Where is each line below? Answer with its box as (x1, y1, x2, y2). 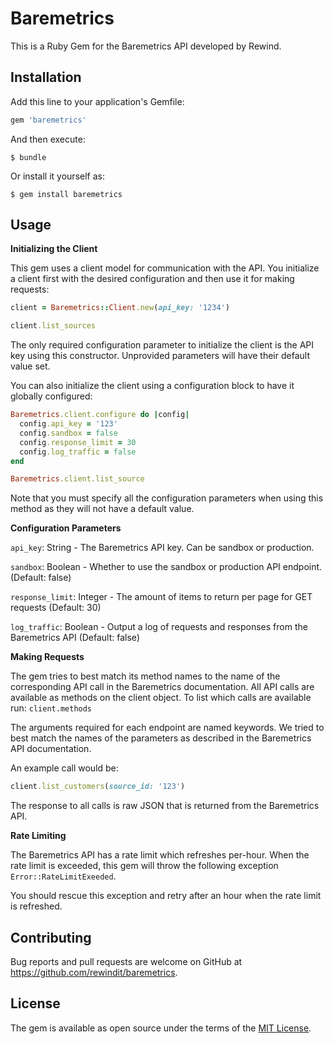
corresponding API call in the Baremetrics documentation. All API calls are (10, 681, 315, 693)
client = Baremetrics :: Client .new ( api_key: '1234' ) (10, 303, 230, 313)
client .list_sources (10, 321, 97, 331)
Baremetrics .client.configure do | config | (10, 410, 190, 420)
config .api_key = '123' (19, 419, 118, 429)
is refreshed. (10, 900, 63, 912)
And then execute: (10, 133, 86, 145)
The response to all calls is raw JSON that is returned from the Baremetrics (10, 800, 320, 812)
